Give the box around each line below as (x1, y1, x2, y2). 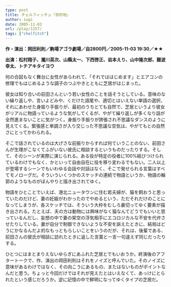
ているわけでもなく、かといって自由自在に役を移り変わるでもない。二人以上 (5, 159, 166, 165)
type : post (5, 7, 28, 13)
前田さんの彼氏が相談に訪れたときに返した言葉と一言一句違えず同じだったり (5, 234, 166, 240)
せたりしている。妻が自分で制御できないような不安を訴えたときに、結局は (5, 221, 161, 227)
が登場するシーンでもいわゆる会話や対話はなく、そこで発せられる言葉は (5, 166, 157, 171)
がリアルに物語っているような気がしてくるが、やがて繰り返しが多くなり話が (5, 110, 165, 116)
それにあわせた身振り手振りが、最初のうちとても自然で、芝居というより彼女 (5, 104, 165, 110)
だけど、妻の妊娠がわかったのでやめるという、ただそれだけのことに (22, 196, 166, 201)
